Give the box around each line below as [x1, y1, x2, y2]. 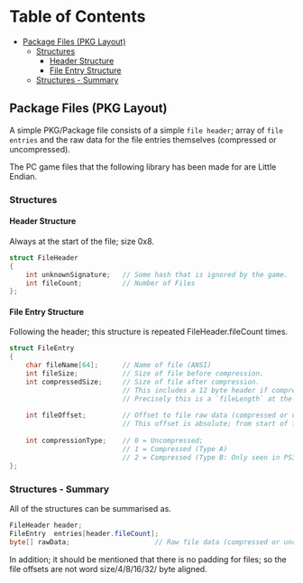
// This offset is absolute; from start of [122, 420, 289, 429]
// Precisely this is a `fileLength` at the [122, 394, 293, 403]
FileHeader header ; [9, 521, 83, 530]
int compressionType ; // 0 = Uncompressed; [25, 436, 204, 446]
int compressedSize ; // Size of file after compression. [25, 377, 260, 386]
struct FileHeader [9, 253, 78, 263]
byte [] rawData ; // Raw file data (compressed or [9, 537, 280, 547]
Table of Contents [9, 6, 146, 27]
